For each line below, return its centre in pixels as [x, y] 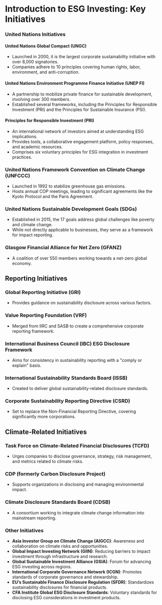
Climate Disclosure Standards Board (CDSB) [58, 502]
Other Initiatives [24, 530]
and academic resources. [37, 147]
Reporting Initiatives [36, 279]
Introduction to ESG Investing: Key [75, 9]
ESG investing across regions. [42, 567]
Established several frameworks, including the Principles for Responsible [84, 104]
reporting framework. [33, 331]
